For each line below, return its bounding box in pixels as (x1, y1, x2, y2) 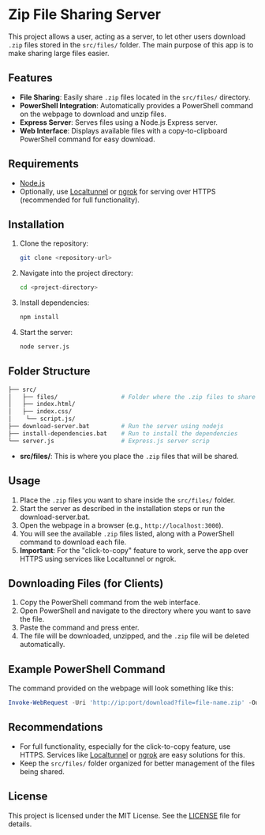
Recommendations (8, 720, 103, 734)
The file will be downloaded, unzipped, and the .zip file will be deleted (19, 631, 250, 641)
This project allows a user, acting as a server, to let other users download (8, 32, 246, 41)
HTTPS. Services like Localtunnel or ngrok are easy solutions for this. (19, 750, 245, 759)
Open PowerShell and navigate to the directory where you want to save (19, 606, 252, 615)
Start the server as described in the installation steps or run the (19, 503, 226, 513)
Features (8, 71, 53, 85)
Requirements (8, 157, 79, 171)
